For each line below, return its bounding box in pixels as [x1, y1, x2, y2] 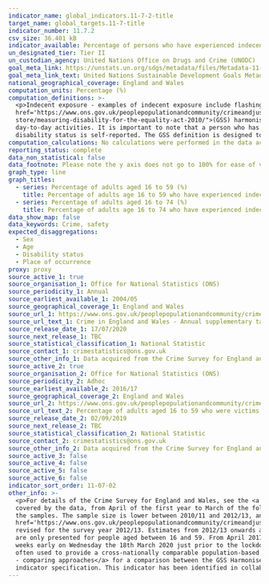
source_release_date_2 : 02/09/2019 [8, 415, 127, 423]
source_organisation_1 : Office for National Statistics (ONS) [8, 280, 220, 289]
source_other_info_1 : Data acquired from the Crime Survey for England [8, 355, 252, 363]
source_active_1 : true [8, 273, 84, 281]
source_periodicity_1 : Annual [8, 288, 110, 296]
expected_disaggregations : [8, 228, 98, 237]
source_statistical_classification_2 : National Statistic [8, 429, 206, 437]
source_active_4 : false [8, 459, 88, 468]
